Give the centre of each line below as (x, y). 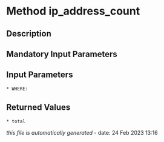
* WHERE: (17, 89)
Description (29, 34)
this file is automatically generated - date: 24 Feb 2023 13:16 (82, 132)
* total (16, 121)
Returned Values (38, 107)
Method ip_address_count (73, 11)
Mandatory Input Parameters (62, 54)
